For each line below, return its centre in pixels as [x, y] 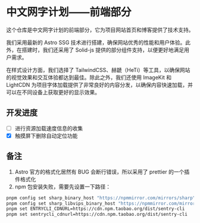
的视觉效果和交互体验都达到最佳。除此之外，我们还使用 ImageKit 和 [89, 77]
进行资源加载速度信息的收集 [49, 128]
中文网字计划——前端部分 [69, 12]
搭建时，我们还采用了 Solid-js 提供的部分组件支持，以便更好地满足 [103, 50]
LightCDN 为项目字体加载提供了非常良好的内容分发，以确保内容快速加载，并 [100, 84]
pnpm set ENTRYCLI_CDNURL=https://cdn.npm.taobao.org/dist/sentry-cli [96, 209]
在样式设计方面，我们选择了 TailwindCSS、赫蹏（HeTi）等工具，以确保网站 [98, 70]
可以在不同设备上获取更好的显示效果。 [53, 92]
